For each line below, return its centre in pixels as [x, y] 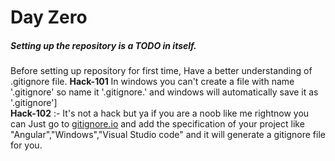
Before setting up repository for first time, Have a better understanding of [161, 71]
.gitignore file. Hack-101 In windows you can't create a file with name [152, 82]
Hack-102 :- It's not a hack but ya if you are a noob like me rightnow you [160, 113]
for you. [26, 145]
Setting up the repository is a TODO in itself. [103, 45]
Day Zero [49, 17]
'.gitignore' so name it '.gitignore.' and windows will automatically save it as [164, 92]
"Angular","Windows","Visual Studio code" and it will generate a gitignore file [168, 135]
